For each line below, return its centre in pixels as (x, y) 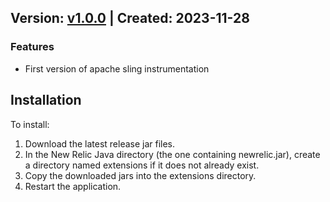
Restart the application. (73, 186)
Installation (46, 100)
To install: (30, 124)
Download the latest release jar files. (100, 143)
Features (32, 47)
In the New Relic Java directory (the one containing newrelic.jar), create (172, 154)
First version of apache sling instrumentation (117, 68)
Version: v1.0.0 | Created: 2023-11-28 (130, 18)
